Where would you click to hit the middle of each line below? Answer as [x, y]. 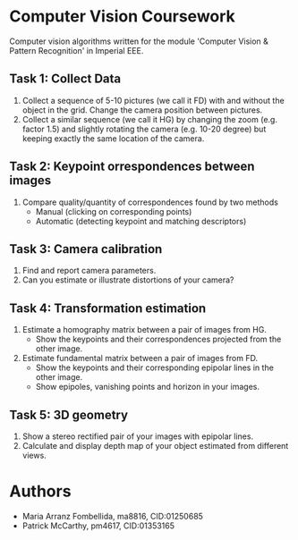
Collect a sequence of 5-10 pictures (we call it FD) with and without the [153, 100]
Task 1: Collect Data [65, 79]
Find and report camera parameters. [89, 271]
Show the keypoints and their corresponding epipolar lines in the [155, 367]
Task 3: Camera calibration [86, 249]
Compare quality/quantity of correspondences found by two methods [150, 202]
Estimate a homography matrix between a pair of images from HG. [144, 330]
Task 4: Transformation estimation [108, 308]
